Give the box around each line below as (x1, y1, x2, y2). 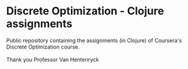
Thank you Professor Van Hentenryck (6, 56, 99, 63)
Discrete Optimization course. (6, 43, 80, 50)
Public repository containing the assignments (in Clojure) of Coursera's (6, 37, 182, 44)
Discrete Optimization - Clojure (6, 4, 164, 18)
